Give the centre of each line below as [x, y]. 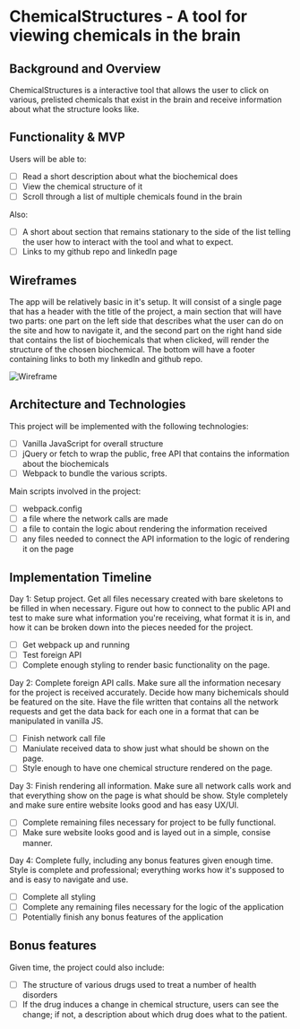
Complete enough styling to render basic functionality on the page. [146, 665]
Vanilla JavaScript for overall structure [93, 443]
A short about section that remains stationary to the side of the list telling [156, 232]
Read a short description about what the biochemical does [130, 176]
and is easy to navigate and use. [69, 879]
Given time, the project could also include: [87, 967]
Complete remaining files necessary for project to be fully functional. [149, 823]
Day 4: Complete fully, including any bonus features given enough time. [141, 860]
